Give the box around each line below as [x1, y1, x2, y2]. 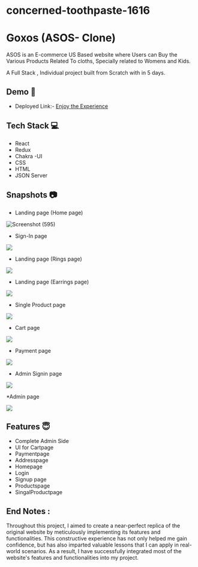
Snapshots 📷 [6, 190, 58, 200]
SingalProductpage [14, 489, 63, 496]
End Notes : [6, 506, 50, 516]
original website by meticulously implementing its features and [6, 528, 161, 536]
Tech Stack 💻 [6, 121, 59, 131]
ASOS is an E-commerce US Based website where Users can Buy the [6, 51, 178, 58]
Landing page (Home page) [14, 209, 83, 216]
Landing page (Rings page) [14, 255, 82, 262]
